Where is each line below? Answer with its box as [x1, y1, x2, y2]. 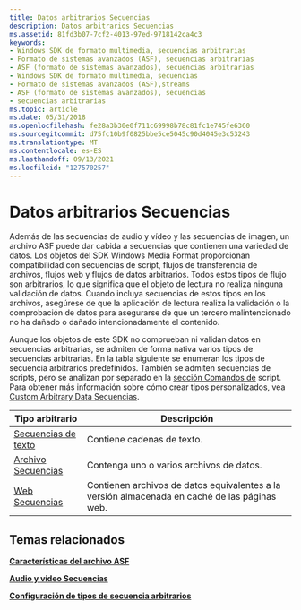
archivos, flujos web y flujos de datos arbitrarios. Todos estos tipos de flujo [9, 270, 287, 280]
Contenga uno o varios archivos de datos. [86, 459, 262, 471]
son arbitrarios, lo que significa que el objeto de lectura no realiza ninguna [9, 279, 284, 289]
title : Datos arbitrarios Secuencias [9, 13, 150, 22]
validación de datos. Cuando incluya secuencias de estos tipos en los [9, 288, 266, 299]
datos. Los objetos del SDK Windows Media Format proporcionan [9, 250, 251, 261]
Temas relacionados [9, 532, 125, 547]
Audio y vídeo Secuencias [9, 573, 109, 584]
